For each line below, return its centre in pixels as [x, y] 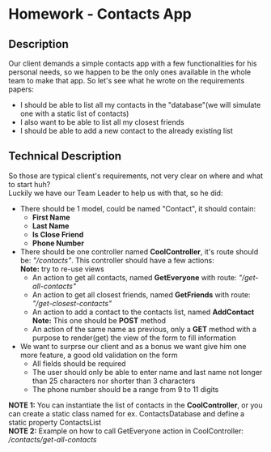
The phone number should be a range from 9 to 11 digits [125, 389]
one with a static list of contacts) [74, 113]
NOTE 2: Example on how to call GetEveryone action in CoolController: [126, 431]
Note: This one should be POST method [99, 320]
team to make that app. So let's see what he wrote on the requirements [127, 81]
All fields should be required [79, 363]
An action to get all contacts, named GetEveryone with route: [134, 277]
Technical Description [65, 156]
